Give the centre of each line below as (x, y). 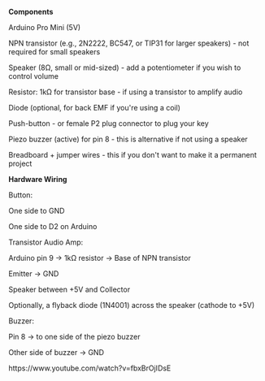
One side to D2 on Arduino (53, 226)
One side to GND (37, 211)
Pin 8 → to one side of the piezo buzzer (74, 337)
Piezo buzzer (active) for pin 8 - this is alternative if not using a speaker (128, 139)
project (20, 163)
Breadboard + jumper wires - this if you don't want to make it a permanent (133, 155)
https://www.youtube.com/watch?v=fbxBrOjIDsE (90, 368)
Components (31, 12)
